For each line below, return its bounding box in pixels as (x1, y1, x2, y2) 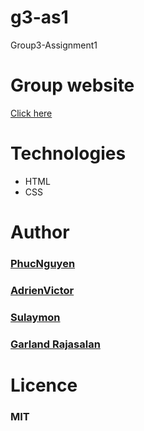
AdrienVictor (10, 283, 75, 297)
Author (10, 221, 70, 243)
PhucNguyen (10, 256, 76, 270)
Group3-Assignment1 (10, 39, 98, 51)
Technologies (10, 142, 127, 165)
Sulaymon (10, 310, 61, 324)
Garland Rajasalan (10, 337, 101, 351)
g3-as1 (10, 6, 69, 29)
